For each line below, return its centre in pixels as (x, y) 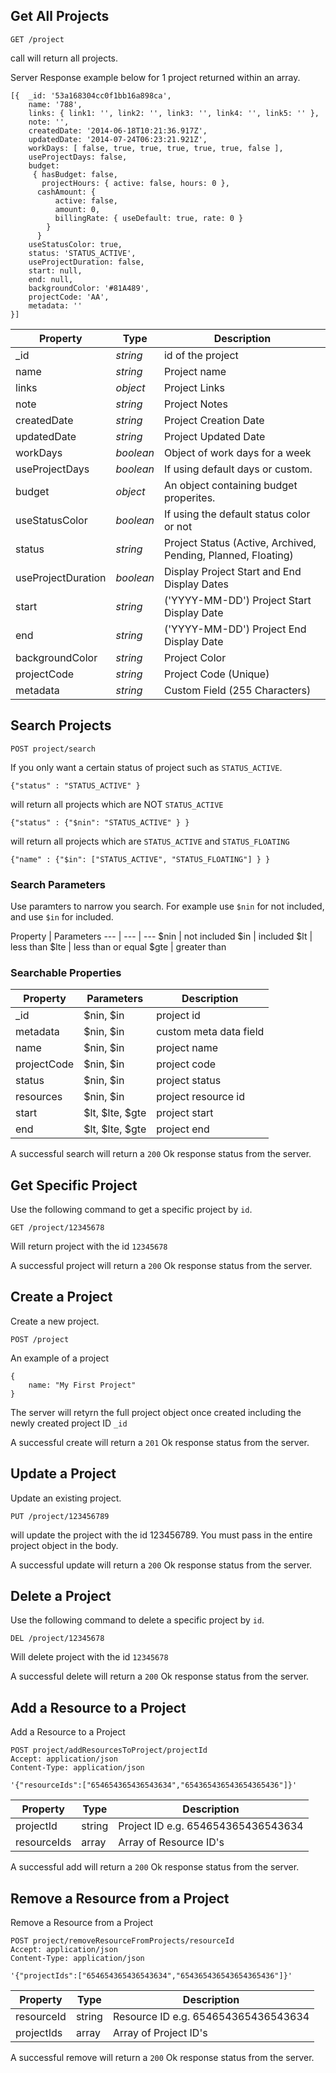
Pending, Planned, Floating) (228, 555)
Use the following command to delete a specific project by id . (137, 1620)
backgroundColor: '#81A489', (89, 288)
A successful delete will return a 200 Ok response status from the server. (160, 1676)
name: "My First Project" (82, 1385)
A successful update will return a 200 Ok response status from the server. (161, 1565)
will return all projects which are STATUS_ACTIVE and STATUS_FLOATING (150, 841)
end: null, (51, 279)
